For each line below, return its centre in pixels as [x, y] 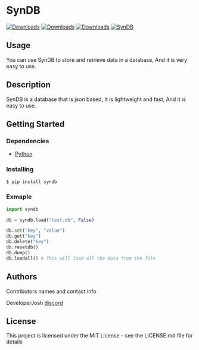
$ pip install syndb [32, 182]
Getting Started [35, 124]
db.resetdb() [22, 247]
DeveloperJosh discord [35, 302]
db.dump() [18, 253]
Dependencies [28, 141]
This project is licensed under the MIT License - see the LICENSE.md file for [99, 336]
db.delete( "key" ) [28, 242]
